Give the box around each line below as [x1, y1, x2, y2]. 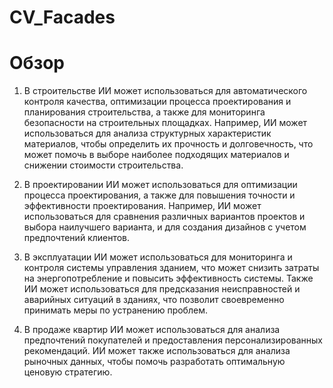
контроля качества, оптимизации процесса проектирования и [23, 96, 292, 108]
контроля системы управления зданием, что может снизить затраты [23, 262, 320, 274]
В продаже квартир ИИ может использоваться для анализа [23, 324, 281, 336]
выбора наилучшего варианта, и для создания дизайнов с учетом [23, 221, 307, 233]
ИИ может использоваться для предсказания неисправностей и [23, 283, 301, 295]
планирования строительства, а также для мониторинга [23, 106, 266, 118]
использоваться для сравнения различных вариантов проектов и [23, 211, 306, 223]
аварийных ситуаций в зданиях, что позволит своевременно [23, 294, 285, 306]
